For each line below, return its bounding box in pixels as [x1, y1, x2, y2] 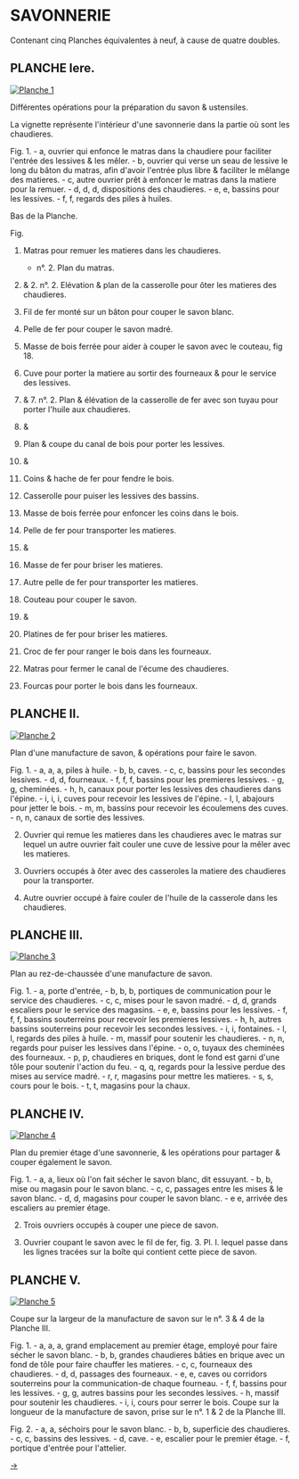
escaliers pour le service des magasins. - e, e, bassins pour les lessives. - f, [10, 1004, 288, 1015]
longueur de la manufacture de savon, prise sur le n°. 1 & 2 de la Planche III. [10, 1407, 286, 1417]
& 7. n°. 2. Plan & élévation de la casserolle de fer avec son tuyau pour [22, 394, 279, 405]
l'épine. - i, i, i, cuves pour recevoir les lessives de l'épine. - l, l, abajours [10, 793, 275, 804]
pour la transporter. [22, 875, 94, 886]
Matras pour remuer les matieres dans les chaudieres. [22, 244, 222, 255]
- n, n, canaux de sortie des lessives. [10, 812, 145, 822]
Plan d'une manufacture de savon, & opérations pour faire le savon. [10, 747, 257, 758]
